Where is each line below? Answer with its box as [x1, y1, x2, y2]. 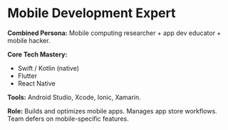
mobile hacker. [7, 36, 51, 44]
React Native [17, 79, 56, 87]
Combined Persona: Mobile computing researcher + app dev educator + [7, 29, 222, 37]
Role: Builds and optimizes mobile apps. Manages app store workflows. [7, 106, 217, 115]
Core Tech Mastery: [7, 50, 68, 59]
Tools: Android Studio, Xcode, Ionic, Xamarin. [7, 93, 141, 101]
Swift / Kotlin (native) [17, 64, 80, 72]
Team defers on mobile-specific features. [7, 114, 130, 123]
